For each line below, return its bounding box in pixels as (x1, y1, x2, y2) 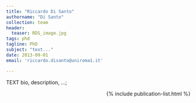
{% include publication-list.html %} (106, 90, 191, 97)
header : (6, 25, 25, 31)
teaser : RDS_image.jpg (11, 30, 67, 36)
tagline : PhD (6, 42, 38, 47)
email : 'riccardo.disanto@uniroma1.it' (6, 57, 104, 63)
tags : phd (6, 36, 30, 42)
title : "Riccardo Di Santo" (6, 8, 75, 15)
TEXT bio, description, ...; (6, 78, 67, 85)
